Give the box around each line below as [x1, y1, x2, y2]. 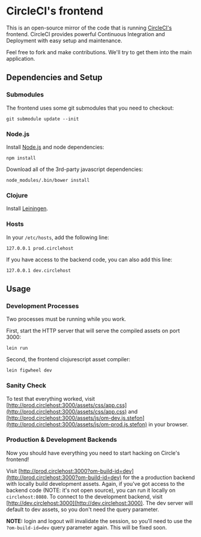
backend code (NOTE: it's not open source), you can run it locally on [6, 486, 176, 494]
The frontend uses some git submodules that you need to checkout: [6, 104, 174, 111]
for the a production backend [122, 474, 195, 481]
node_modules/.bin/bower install [6, 177, 90, 183]
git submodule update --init [6, 116, 79, 122]
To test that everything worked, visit [6, 395, 95, 402]
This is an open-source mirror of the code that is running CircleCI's [6, 24, 172, 31]
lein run [6, 345, 28, 352]
